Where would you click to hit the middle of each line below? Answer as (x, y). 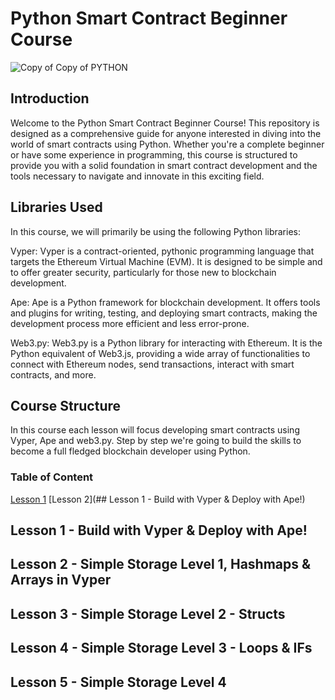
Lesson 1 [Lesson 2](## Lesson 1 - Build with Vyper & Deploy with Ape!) (158, 499)
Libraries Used (56, 207)
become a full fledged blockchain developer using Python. (130, 451)
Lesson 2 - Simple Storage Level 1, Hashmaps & (161, 564)
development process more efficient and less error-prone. (130, 323)
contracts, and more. (53, 374)
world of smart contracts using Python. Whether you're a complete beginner (167, 144)
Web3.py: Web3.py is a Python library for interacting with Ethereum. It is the (166, 343)
